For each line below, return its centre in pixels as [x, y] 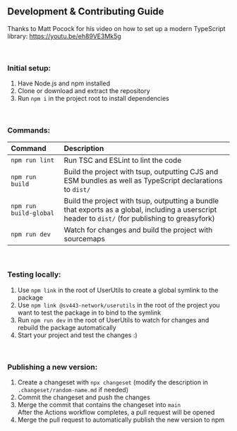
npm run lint [33, 160]
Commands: [29, 130]
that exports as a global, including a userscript [140, 210]
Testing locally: [34, 274]
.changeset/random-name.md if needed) [73, 390]
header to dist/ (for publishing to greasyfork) [139, 219]
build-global [33, 213]
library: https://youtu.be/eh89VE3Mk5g [64, 36]
